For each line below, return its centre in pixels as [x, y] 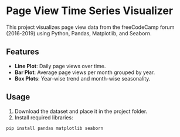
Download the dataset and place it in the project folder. [81, 111]
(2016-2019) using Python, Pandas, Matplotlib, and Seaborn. [79, 33]
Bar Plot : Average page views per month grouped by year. [85, 72]
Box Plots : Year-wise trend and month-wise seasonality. [82, 78]
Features [23, 52]
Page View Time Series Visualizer [90, 11]
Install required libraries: [44, 117]
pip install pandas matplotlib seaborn [55, 128]
